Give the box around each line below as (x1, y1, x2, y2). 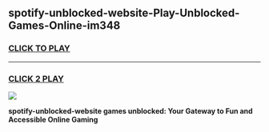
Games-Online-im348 (8, 19, 121, 33)
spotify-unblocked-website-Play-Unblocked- (8, 6, 240, 20)
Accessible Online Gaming (8, 114, 98, 124)
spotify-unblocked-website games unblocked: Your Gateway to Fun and (8, 106, 254, 115)
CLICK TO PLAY (8, 43, 70, 54)
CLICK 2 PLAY (8, 73, 64, 84)
